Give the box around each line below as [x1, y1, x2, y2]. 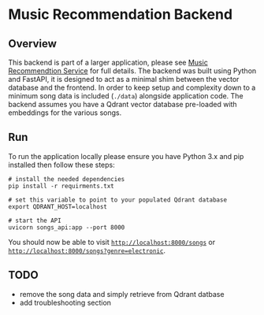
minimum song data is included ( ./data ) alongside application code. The [8, 91, 244, 100]
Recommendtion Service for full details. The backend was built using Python [8, 66, 257, 76]
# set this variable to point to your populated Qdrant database [8, 195, 227, 204]
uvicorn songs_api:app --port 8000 [8, 223, 125, 232]
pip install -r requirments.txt [8, 182, 114, 190]
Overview [8, 37, 58, 50]
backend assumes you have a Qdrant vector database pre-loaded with [8, 100, 238, 109]
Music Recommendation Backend [8, 6, 233, 24]
